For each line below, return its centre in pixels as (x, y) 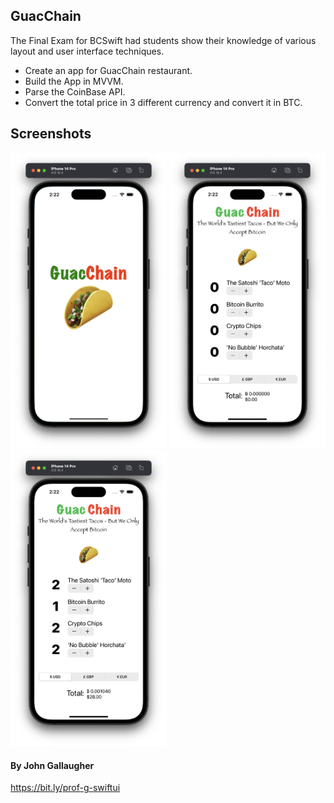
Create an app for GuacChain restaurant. (108, 70)
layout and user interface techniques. (87, 51)
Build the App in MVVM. (74, 81)
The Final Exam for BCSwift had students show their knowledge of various (163, 40)
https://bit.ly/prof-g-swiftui (65, 788)
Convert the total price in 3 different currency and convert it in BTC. (163, 102)
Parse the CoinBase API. (75, 91)
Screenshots (51, 134)
